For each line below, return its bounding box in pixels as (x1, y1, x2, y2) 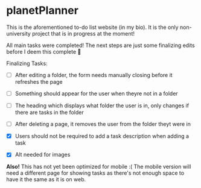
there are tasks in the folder (14, 109, 84, 116)
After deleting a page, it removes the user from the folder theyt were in (14, 121, 191, 128)
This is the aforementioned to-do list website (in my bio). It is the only (6, 23, 179, 31)
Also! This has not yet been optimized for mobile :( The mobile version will (6, 163, 191, 171)
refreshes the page (14, 78, 63, 85)
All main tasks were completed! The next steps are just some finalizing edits (6, 42, 195, 49)
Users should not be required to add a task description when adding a (14, 133, 189, 140)
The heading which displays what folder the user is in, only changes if (14, 102, 189, 109)
